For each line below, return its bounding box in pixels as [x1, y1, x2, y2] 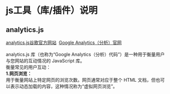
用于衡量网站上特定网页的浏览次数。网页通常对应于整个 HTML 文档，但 [6, 77, 156, 83]
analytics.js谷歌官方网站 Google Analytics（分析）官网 [6, 39, 122, 45]
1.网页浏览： [6, 70, 32, 77]
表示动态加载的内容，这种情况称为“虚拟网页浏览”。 [10, 83, 118, 89]
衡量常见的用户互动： [6, 64, 51, 70]
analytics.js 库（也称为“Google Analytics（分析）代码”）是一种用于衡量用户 [6, 52, 165, 57]
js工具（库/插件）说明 [6, 5, 98, 16]
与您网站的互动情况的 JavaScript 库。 [6, 58, 85, 64]
